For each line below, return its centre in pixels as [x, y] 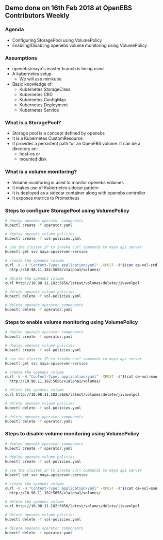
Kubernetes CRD [36, 94]
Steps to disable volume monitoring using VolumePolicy [72, 434]
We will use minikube [41, 79]
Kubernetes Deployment [43, 105]
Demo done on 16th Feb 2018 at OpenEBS [69, 8]
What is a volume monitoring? [41, 172]
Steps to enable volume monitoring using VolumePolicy [72, 322]
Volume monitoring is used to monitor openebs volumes [68, 182]
